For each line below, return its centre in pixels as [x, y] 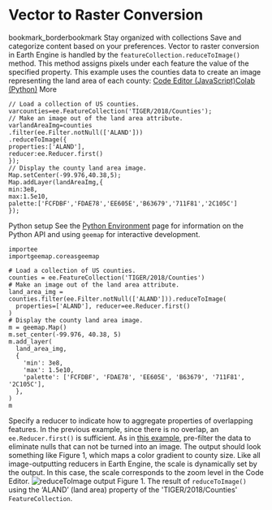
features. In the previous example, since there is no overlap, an [114, 429]
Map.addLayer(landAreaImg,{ [56, 182]
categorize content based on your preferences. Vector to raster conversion [134, 45]
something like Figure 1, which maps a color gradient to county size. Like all [135, 455]
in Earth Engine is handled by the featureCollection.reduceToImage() [125, 54]
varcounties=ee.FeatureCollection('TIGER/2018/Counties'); [110, 111]
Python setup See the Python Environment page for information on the [126, 226]
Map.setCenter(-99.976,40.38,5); [65, 175]
